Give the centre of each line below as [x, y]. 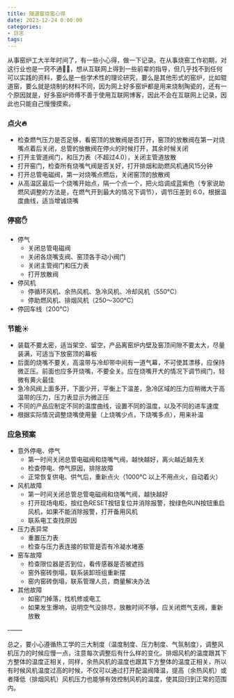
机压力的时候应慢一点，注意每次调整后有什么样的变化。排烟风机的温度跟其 [114, 653]
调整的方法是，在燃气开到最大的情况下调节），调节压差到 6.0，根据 [125, 192]
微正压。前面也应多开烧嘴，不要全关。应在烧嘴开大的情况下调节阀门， [118, 371]
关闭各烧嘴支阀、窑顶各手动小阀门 [77, 256]
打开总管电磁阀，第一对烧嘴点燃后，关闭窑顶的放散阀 [94, 175]
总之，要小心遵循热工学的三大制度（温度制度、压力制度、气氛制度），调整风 [116, 644]
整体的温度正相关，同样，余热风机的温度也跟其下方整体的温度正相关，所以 [120, 662]
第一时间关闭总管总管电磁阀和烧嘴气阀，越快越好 [98, 494]
